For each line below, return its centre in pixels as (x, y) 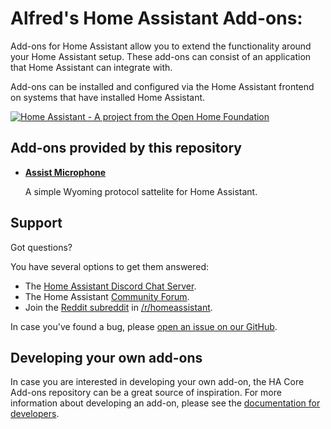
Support (36, 223)
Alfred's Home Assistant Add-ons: (156, 18)
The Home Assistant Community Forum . (107, 296)
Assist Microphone (65, 172)
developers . (35, 414)
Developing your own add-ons (106, 357)
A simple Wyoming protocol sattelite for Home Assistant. (141, 191)
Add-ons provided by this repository (126, 148)
